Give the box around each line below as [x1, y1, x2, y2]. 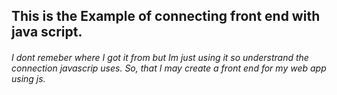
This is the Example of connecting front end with [11, 8, 321, 25]
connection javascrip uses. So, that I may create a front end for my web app [11, 62, 327, 74]
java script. [11, 24, 83, 41]
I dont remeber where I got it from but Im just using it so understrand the [11, 51, 309, 63]
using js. [11, 72, 46, 84]
